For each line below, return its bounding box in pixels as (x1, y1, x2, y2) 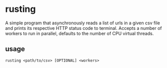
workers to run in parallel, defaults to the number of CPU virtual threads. (5, 30, 154, 36)
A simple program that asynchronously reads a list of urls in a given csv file (5, 20, 160, 26)
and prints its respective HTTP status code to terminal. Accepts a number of (5, 25, 162, 31)
